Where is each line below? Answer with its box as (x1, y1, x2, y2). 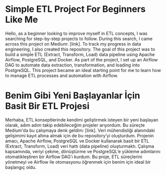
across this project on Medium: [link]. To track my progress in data (5, 41, 141, 47)
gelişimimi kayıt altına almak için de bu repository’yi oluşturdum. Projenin (5, 132, 154, 138)
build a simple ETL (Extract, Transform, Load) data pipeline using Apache (5, 51, 155, 58)
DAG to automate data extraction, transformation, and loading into (5, 62, 140, 68)
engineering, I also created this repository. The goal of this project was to (5, 46, 156, 52)
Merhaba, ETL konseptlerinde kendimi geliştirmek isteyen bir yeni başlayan (5, 117, 159, 122)
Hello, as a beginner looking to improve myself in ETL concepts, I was (5, 30, 148, 36)
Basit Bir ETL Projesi (5, 101, 89, 112)
